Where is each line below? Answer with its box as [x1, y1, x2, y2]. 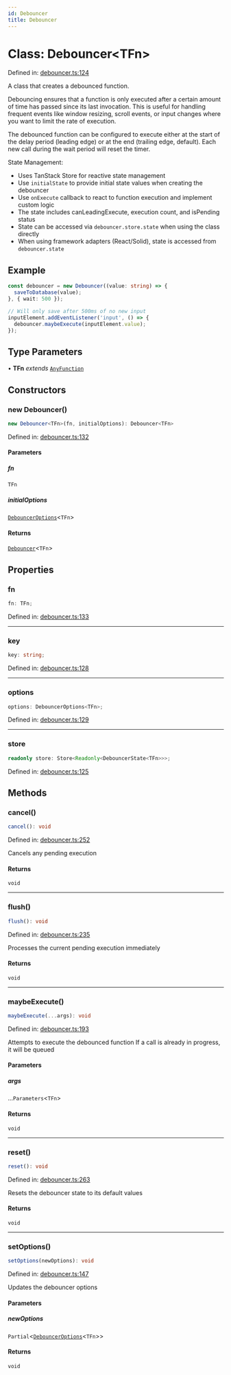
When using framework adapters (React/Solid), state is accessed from [17, 238, 217, 246]
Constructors [8, 384, 66, 395]
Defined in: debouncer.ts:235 [8, 930, 90, 938]
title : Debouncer [8, 16, 58, 23]
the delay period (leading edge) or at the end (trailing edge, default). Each [8, 138, 217, 146]
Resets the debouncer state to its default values [8, 1188, 143, 1197]
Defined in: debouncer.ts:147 [8, 1270, 89, 1278]
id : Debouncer [8, 10, 49, 17]
